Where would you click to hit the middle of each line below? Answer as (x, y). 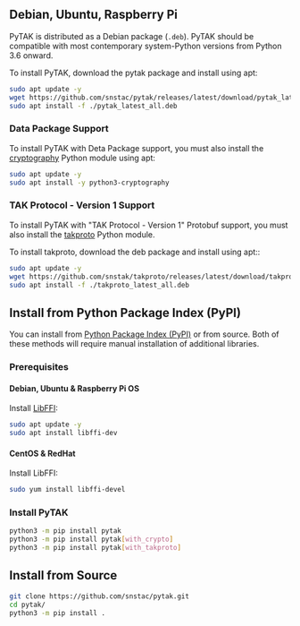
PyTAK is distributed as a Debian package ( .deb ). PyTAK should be (132, 36)
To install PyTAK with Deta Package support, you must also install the (137, 148)
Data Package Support (59, 129)
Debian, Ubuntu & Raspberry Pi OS (75, 388)
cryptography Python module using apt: (83, 158)
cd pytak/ (28, 605)
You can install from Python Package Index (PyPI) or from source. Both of (144, 334)
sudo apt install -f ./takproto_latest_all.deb (100, 285)
